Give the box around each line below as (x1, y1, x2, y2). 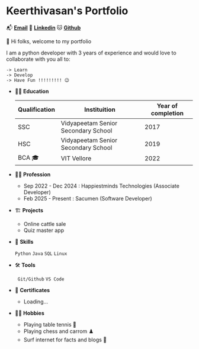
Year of (156, 102, 178, 110)
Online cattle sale (23, 220, 66, 227)
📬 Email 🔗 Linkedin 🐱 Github (6, 24, 81, 31)
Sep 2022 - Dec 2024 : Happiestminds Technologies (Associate (23, 182, 179, 189)
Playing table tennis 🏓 (23, 321, 77, 328)
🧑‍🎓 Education (14, 88, 49, 95)
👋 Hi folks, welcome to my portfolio (6, 37, 92, 45)
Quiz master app (23, 227, 64, 234)
